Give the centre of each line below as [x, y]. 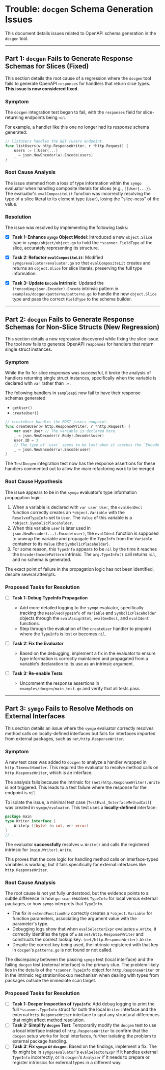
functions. [30, 623]
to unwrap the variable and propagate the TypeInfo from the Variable [82, 538]
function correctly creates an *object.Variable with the [69, 512]
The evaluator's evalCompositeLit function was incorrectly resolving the [78, 193]
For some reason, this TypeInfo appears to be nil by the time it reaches [84, 549]
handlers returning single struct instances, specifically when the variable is [81, 378]
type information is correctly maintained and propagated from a [84, 659]
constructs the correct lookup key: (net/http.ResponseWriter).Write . [82, 939]
